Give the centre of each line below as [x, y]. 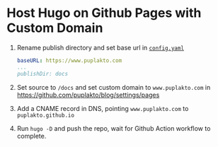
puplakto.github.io [46, 115]
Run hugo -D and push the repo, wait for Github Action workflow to [114, 128]
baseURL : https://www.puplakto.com [69, 60]
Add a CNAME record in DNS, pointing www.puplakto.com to [103, 108]
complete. [31, 136]
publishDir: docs [42, 73]
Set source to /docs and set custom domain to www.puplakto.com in [114, 87]
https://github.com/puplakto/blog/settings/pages [88, 95]
